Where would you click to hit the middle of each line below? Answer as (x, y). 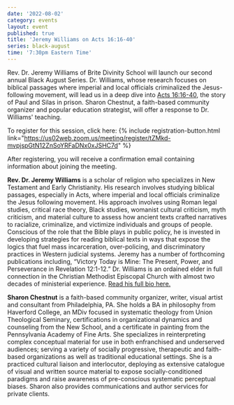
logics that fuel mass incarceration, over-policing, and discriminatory (106, 246)
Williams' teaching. (35, 117)
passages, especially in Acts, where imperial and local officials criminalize (114, 194)
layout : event (28, 27)
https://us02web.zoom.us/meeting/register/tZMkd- (97, 138)
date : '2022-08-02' (36, 14)
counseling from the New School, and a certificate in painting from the (108, 327)
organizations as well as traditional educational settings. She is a (119, 356)
